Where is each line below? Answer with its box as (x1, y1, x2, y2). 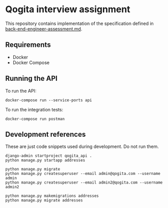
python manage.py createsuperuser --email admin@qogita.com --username (5, 171, 160, 176)
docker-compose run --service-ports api (5, 98, 93, 103)
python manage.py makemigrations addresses (5, 193, 99, 199)
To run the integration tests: (5, 106, 64, 112)
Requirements (5, 41, 51, 49)
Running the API (5, 74, 58, 83)
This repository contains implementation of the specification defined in (5, 20, 154, 26)
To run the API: (5, 87, 37, 94)
